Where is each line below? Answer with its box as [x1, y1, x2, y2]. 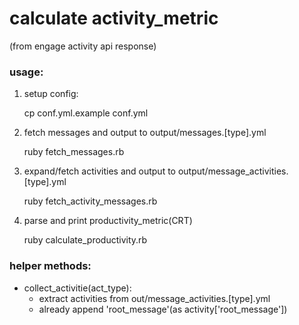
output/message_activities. [177, 165, 289, 177]
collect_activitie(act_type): [23, 282, 132, 294]
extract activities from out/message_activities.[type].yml [38, 292, 271, 304]
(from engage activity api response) [9, 40, 157, 52]
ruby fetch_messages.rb [23, 146, 125, 158]
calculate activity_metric [9, 7, 219, 30]
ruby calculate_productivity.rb [23, 234, 148, 246]
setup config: [23, 88, 79, 100]
